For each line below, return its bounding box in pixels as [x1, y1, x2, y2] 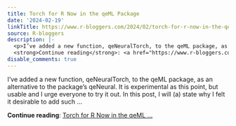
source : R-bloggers [7, 29, 65, 37]
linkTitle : [7, 23, 39, 30]
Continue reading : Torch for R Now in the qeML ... [7, 111, 153, 119]
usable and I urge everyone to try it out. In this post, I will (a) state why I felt [7, 90, 225, 98]
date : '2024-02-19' [7, 17, 65, 24]
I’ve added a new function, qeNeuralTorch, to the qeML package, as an [7, 75, 213, 83]
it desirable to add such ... [7, 97, 83, 106]
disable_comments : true [7, 56, 77, 63]
